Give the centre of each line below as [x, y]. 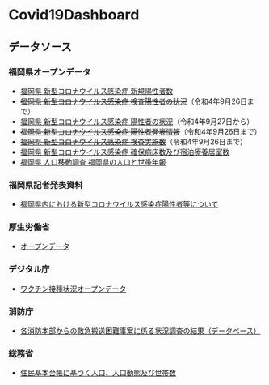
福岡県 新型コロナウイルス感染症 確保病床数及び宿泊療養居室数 [125, 152]
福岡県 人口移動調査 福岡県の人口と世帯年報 [93, 162]
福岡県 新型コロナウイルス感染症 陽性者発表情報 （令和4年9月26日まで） [141, 131]
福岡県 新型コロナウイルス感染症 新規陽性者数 [97, 91]
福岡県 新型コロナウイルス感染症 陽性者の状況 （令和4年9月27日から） [137, 121]
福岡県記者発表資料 [46, 185]
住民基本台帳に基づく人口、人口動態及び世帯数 [98, 373]
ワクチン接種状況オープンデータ [73, 289]
